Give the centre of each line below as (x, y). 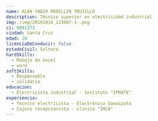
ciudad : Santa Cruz (30, 33)
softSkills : (20, 71)
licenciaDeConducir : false (39, 44)
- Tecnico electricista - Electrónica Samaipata (71, 103)
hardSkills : (20, 55)
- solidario (26, 82)
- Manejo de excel (34, 60)
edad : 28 (17, 38)
